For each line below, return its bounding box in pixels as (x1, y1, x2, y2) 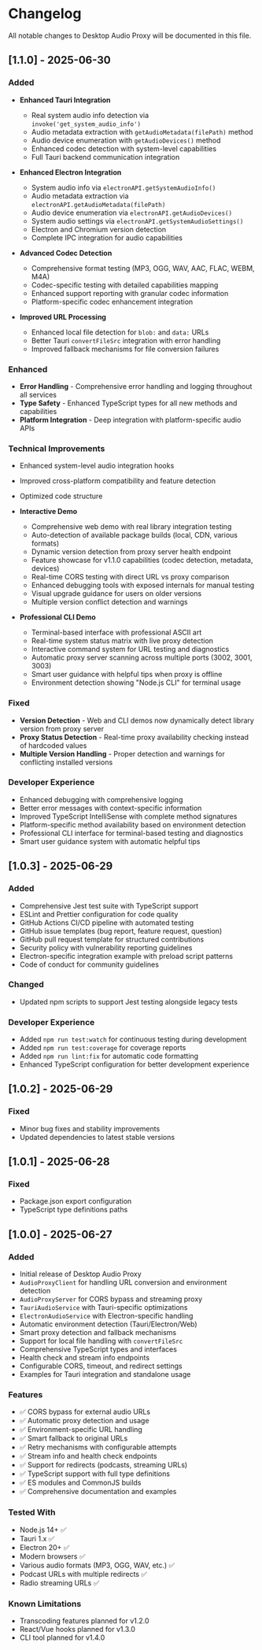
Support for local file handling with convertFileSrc (19, 1336, 183, 1346)
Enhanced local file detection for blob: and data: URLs (31, 327, 209, 337)
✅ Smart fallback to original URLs (19, 1434, 128, 1443)
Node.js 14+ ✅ (19, 1525, 67, 1534)
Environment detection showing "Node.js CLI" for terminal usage (31, 678, 242, 687)
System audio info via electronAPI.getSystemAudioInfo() (31, 183, 216, 192)
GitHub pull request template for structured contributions (19, 934, 205, 944)
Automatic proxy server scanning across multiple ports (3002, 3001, (31, 653, 253, 662)
